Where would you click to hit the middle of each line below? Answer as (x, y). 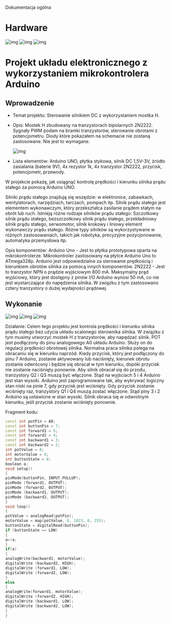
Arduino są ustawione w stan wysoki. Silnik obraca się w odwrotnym (77, 396)
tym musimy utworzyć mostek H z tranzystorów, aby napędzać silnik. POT (83, 337)
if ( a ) (11, 549)
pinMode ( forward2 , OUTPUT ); (36, 487)
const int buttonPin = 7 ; (33, 426)
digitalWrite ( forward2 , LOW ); (38, 573)
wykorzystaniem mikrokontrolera (77, 74)
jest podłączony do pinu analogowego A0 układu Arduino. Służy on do (79, 342)
